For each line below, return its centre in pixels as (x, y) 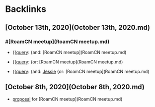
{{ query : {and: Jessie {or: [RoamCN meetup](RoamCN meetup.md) (81, 71)
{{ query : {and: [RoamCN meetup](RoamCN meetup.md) (69, 52)
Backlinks (26, 9)
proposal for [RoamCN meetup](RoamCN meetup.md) (67, 99)
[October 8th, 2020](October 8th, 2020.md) (75, 87)
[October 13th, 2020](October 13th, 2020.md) (78, 27)
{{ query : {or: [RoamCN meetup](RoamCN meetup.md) (68, 62)
